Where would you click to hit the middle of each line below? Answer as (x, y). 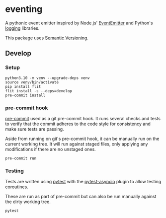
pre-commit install (25, 95)
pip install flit (23, 86)
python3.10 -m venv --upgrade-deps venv (48, 78)
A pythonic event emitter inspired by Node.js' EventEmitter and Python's (79, 23)
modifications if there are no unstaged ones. (50, 149)
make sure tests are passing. (35, 129)
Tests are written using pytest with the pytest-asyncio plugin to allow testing (83, 182)
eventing (24, 9)
